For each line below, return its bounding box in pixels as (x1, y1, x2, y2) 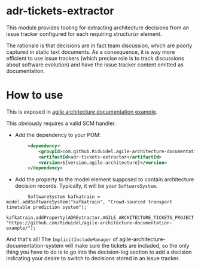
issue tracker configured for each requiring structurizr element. (6, 30, 162, 37)
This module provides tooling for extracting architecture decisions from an (6, 24, 190, 31)
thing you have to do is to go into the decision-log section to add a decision (6, 248, 192, 255)
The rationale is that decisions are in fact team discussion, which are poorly (6, 42, 193, 49)
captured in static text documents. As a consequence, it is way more (6, 48, 175, 55)
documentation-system (6, 242, 64, 249)
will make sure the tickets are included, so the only (65, 242, 190, 249)
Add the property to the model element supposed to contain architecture (14, 176, 194, 183)
